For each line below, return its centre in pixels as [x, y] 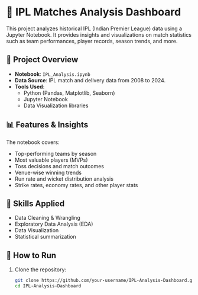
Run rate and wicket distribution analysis [64, 179]
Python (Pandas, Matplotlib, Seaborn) [69, 93]
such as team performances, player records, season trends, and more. [92, 41]
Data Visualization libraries [56, 105]
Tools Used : [30, 86]
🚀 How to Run [31, 255]
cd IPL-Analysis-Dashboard [48, 286]
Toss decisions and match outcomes [59, 166]
